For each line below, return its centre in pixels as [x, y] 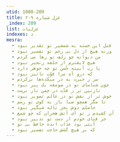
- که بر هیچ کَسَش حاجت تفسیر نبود [54, 130]
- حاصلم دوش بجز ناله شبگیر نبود [54, 107]
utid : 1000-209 [25, 12]
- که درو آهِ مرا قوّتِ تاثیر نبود [52, 74]
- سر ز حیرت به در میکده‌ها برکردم [55, 79]
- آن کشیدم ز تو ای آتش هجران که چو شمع [63, 113]
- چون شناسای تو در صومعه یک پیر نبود [61, 85]
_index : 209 [21, 23]
